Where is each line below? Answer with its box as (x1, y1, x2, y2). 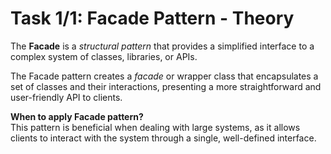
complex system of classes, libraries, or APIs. (10, 50, 198, 62)
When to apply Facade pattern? (10, 110, 144, 122)
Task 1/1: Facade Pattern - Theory (10, 7, 295, 30)
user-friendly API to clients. (10, 91, 123, 103)
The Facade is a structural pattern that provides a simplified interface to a (10, 40, 315, 52)
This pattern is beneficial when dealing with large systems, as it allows (10, 121, 301, 133)
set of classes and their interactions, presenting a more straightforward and (10, 80, 322, 92)
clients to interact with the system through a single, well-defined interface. (10, 132, 317, 144)
